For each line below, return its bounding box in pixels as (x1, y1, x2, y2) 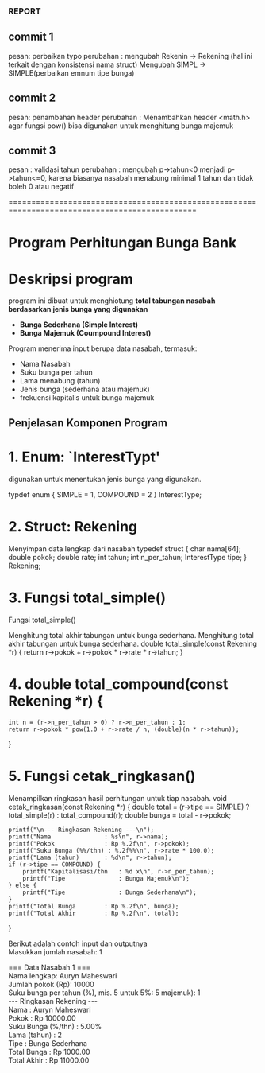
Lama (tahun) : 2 (8, 1030, 62, 1040)
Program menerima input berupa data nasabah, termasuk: (8, 344, 198, 353)
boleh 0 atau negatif (8, 181, 75, 192)
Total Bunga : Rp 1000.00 (8, 1047, 90, 1056)
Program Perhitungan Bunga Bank (8, 233, 237, 251)
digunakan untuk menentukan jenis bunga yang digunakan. (8, 474, 202, 484)
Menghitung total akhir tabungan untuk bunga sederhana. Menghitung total (8, 630, 254, 640)
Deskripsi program (8, 270, 133, 288)
